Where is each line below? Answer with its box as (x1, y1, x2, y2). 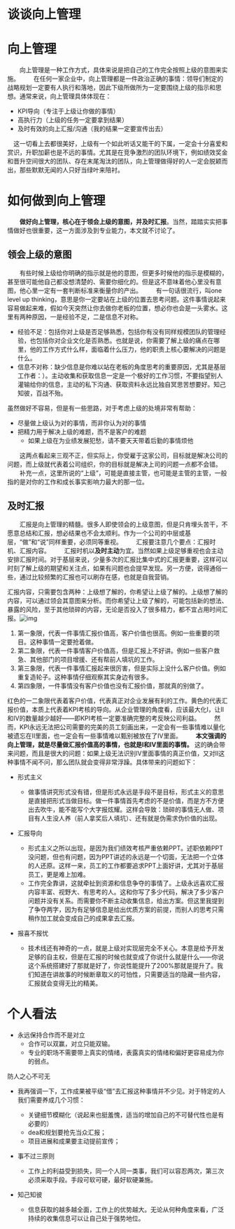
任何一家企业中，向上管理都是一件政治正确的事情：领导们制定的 (39, 74, 224, 83)
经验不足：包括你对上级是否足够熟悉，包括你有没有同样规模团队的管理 (17, 327, 220, 336)
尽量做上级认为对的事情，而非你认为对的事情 (17, 418, 147, 427)
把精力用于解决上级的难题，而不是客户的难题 (17, 427, 147, 436)
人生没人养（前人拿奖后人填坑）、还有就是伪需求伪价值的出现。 (40, 813, 222, 822)
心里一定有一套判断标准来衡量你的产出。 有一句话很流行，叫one (25, 286, 222, 295)
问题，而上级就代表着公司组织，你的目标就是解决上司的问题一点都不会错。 (7, 460, 222, 468)
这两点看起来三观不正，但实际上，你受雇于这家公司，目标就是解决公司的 (20, 451, 228, 460)
